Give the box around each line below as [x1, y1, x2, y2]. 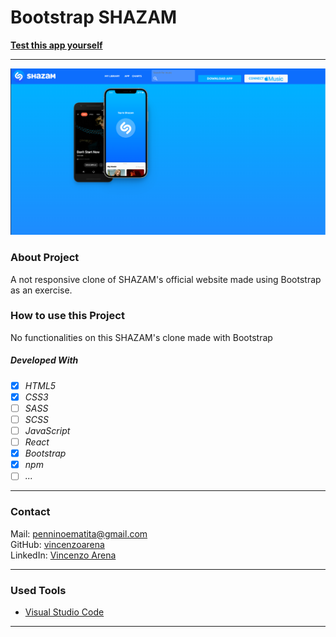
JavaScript [24, 425, 71, 437]
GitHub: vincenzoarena [10, 538, 105, 550]
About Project [10, 251, 80, 265]
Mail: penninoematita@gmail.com [10, 527, 148, 540]
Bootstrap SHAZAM [10, 6, 178, 29]
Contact [10, 505, 51, 519]
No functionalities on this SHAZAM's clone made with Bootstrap [10, 331, 273, 343]
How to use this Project [10, 309, 125, 323]
